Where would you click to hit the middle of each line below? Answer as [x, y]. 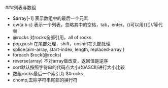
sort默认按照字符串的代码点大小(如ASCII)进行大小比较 [69, 67]
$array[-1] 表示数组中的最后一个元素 [51, 18]
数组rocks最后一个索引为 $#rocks [48, 74]
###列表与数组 [21, 7]
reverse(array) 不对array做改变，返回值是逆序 [60, 61]
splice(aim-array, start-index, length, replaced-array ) [69, 49]
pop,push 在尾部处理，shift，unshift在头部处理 [61, 44]
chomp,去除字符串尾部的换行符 [45, 80]
